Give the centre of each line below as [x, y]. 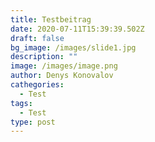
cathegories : [37, 85]
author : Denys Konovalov [62, 76]
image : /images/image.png [64, 66]
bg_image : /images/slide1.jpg [73, 47]
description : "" [44, 57]
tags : [21, 103]
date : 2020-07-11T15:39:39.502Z [77, 29]
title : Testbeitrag [51, 19]
